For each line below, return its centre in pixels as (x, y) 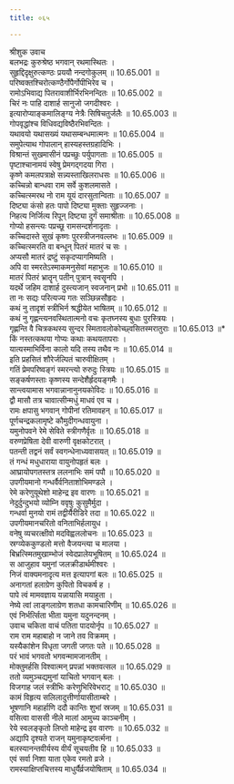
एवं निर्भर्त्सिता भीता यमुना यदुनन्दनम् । (63, 615)
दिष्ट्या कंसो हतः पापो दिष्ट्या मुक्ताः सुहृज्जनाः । (76, 205)
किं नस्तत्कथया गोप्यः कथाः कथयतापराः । (68, 339)
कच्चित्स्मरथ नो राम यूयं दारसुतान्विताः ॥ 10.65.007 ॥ (89, 195)
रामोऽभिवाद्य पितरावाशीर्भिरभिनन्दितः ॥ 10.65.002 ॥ (86, 93)
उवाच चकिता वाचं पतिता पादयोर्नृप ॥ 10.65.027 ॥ (84, 626)
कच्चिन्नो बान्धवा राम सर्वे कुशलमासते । (64, 185)
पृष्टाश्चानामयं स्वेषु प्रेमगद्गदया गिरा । (62, 164)
